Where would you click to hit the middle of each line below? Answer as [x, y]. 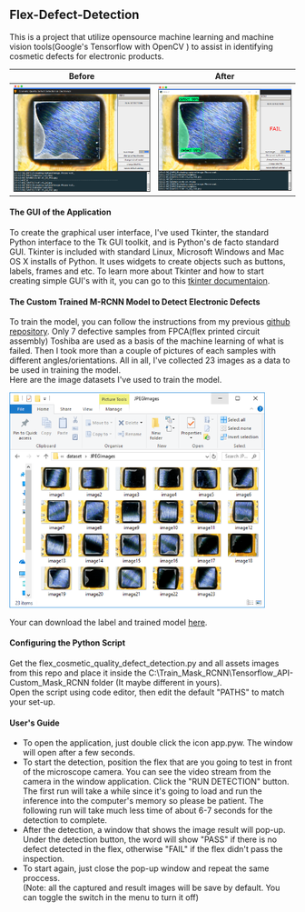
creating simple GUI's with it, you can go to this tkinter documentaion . [140, 280]
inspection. [44, 859]
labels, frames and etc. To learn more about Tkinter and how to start [137, 271]
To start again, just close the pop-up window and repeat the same [146, 868]
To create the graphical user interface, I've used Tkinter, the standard [139, 232]
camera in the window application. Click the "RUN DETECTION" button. [156, 782]
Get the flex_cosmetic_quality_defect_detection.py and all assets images [144, 664]
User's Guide [35, 723]
